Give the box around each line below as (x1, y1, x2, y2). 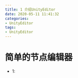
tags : (5, 25, 16, 30)
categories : (5, 16, 29, 21)
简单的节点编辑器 (5, 52, 73, 63)
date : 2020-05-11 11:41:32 (5, 12, 59, 16)
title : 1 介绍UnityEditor (5, 7, 55, 12)
